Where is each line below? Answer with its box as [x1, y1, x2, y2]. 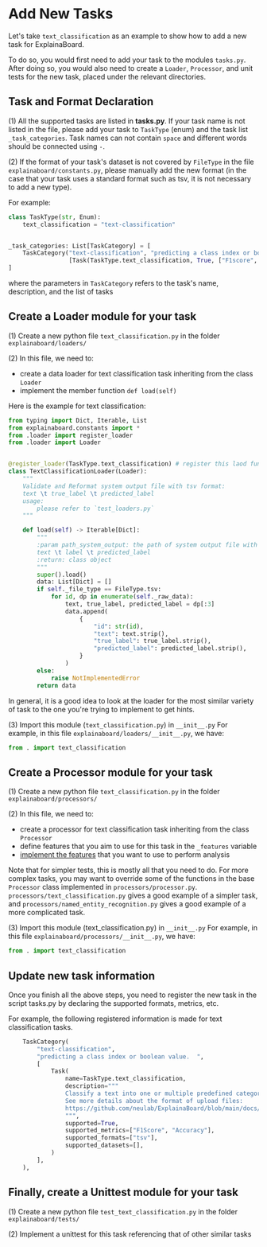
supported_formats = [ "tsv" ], [64, 1134, 158, 1142]
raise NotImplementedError [50, 674, 141, 682]
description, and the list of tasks [8, 287, 114, 296]
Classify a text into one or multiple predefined [64, 1089, 233, 1098]
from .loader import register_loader [8, 431, 133, 439]
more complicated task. [8, 908, 86, 918]
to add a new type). [8, 182, 72, 192]
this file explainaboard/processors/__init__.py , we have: [8, 932, 196, 941]
